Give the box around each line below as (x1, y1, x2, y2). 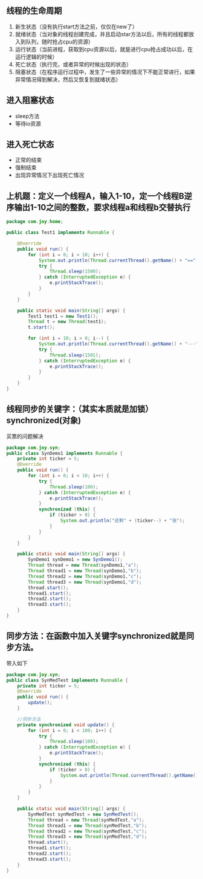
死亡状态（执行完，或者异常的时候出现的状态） (14, 60, 132, 68)
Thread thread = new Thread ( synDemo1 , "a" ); (28, 562, 139, 568)
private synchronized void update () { (17, 721, 115, 728)
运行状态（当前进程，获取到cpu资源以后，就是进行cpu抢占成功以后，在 (14, 45, 193, 53)
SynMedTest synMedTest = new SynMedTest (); (28, 811, 139, 817)
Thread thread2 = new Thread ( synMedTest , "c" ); (28, 828, 147, 834)
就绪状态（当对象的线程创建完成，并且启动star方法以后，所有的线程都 (14, 30, 189, 37)
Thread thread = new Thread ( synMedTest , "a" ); (28, 817, 145, 823)
